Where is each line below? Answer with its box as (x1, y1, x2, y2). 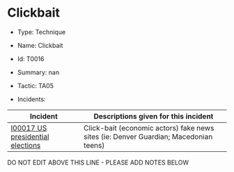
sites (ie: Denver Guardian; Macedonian (83, 132, 213, 141)
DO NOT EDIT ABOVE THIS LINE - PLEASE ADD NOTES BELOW (7, 158, 189, 166)
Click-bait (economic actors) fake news (83, 123, 214, 132)
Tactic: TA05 (17, 81, 54, 89)
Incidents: (17, 95, 47, 103)
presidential (10, 132, 49, 141)
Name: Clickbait (17, 41, 63, 49)
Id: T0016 (17, 54, 45, 63)
